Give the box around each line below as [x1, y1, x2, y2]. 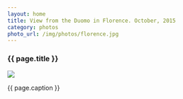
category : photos [7, 24, 59, 31]
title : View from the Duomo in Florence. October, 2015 [7, 17, 176, 24]
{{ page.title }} [7, 54, 59, 64]
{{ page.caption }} [7, 83, 60, 92]
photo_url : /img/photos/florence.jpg [7, 30, 119, 38]
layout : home [7, 10, 46, 18]
